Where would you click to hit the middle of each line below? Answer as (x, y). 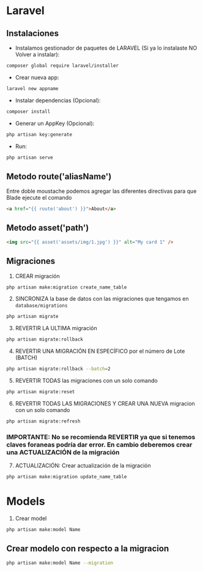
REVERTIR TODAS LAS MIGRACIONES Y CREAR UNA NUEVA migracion (105, 403)
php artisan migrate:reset (41, 392)
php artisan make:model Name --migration (60, 563)
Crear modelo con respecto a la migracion (88, 549)
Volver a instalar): (37, 55)
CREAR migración (37, 276)
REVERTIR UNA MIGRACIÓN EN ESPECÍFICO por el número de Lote (100, 351)
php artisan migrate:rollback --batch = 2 (59, 369)
